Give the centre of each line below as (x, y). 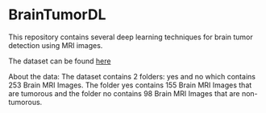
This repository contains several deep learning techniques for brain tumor (131, 37)
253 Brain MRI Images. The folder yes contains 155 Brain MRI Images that (130, 85)
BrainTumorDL (57, 15)
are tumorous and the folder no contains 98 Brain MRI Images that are (124, 93)
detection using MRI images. (56, 45)
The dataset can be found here (60, 61)
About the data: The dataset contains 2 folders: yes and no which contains (132, 76)
